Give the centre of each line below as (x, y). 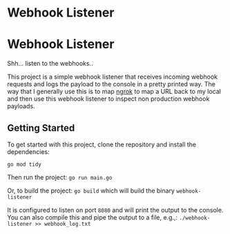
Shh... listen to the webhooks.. (50, 64)
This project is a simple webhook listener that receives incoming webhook (113, 77)
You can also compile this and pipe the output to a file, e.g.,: (93, 217)
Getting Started (41, 128)
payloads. (21, 106)
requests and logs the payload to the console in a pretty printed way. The (111, 84)
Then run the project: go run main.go (60, 177)
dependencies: (28, 152)
